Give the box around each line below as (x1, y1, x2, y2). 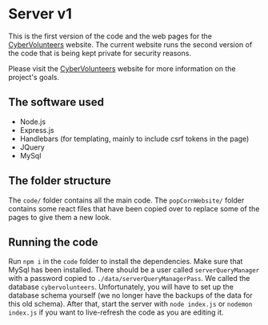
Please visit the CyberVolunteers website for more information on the (8, 63, 236, 73)
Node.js (19, 117, 46, 126)
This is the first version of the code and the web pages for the (8, 31, 212, 41)
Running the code (8, 235, 98, 249)
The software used (8, 95, 104, 109)
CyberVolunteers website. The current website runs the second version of (8, 39, 253, 49)
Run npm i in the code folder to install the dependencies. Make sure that (8, 257, 243, 267)
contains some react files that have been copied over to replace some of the (8, 203, 260, 213)
